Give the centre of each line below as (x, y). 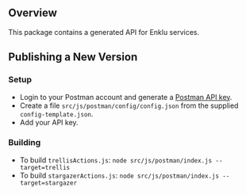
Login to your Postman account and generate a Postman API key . (126, 97)
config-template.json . (56, 113)
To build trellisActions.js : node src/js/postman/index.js (116, 160)
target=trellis (45, 167)
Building (25, 143)
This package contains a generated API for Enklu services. (104, 32)
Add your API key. (49, 122)
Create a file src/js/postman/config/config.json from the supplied (129, 105)
